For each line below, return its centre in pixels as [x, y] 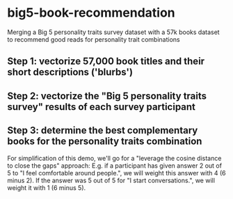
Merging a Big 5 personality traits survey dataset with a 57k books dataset [114, 32]
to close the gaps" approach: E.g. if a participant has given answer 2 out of [115, 166]
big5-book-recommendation [91, 13]
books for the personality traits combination [105, 142]
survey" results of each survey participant [102, 107]
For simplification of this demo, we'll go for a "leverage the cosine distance [114, 158]
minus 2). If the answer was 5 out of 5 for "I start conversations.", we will [111, 180]
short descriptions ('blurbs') [70, 72]
